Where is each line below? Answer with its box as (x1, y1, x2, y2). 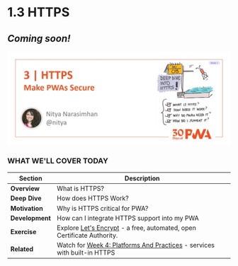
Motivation (10, 204, 44, 212)
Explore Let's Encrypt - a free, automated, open (56, 224, 196, 232)
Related (10, 245, 34, 253)
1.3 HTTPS (7, 4, 70, 21)
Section (18, 174, 42, 183)
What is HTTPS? (56, 185, 105, 193)
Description (124, 174, 160, 183)
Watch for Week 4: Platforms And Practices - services (56, 241, 215, 250)
